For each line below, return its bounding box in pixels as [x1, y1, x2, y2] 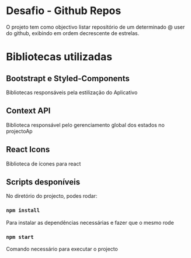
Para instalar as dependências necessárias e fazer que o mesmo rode [6, 219, 174, 226]
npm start [6, 233, 34, 240]
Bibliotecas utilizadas [6, 50, 113, 64]
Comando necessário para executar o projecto [6, 245, 118, 252]
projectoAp [6, 128, 33, 135]
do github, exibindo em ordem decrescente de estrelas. [6, 29, 140, 36]
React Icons [6, 145, 50, 154]
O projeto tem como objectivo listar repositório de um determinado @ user [6, 23, 185, 30]
